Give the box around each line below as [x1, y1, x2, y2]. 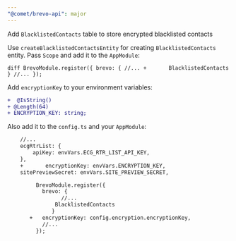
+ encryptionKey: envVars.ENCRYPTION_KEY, [20, 162, 166, 169]
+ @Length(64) [7, 103, 49, 110]
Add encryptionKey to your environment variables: [7, 82, 153, 92]
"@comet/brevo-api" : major [7, 10, 87, 18]
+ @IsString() [7, 97, 52, 104]
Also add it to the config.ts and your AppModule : [7, 123, 147, 131]
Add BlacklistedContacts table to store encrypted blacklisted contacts [7, 30, 213, 38]
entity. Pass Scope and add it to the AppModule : [7, 51, 140, 59]
